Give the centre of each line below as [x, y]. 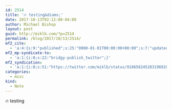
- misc [17, 77]
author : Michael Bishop [31, 24]
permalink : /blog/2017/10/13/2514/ [43, 39]
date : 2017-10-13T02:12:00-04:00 [41, 19]
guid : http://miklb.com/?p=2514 [40, 34]
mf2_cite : [16, 43]
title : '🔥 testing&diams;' [34, 15]
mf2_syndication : [24, 62]
